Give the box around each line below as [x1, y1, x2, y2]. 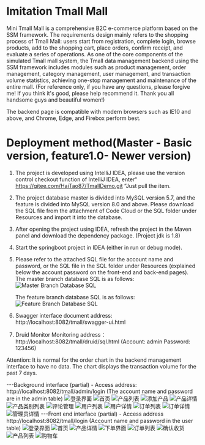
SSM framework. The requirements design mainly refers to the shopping [6, 31, 188, 38]
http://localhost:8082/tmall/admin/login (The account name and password [6, 387, 193, 395]
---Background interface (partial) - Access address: [6, 381, 137, 388]
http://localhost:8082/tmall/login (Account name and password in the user [6, 417, 193, 424]
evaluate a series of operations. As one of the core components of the [6, 50, 184, 58]
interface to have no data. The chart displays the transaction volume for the [6, 362, 197, 370]
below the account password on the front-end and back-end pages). [15, 268, 188, 276]
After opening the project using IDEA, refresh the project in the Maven [15, 225, 192, 233]
